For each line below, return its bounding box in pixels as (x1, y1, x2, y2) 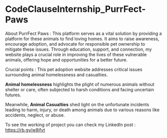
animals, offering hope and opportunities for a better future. (5, 57, 128, 63)
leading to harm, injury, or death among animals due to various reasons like (5, 107, 160, 113)
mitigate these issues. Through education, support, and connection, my (5, 46, 152, 52)
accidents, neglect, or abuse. (5, 112, 65, 118)
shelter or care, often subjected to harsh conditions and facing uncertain (5, 86, 155, 92)
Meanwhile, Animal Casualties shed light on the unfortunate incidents (5, 101, 150, 107)
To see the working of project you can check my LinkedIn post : (5, 122, 136, 128)
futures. (5, 92, 21, 98)
